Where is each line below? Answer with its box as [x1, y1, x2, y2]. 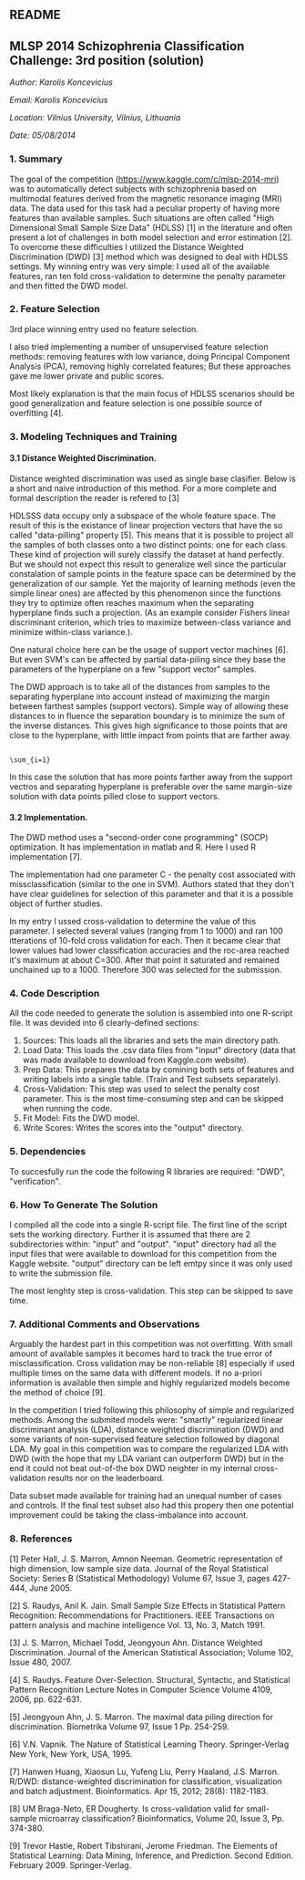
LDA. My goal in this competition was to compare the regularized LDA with [9, 1444, 289, 1455]
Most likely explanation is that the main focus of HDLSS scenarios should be [9, 388, 295, 399]
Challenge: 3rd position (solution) [9, 52, 205, 68]
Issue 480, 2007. [9, 1656, 73, 1667]
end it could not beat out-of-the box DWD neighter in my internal [9, 1463, 252, 1474]
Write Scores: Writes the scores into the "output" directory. [22, 1123, 244, 1133]
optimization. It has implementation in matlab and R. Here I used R [9, 841, 257, 852]
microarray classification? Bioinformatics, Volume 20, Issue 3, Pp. [38, 1812, 285, 1823]
